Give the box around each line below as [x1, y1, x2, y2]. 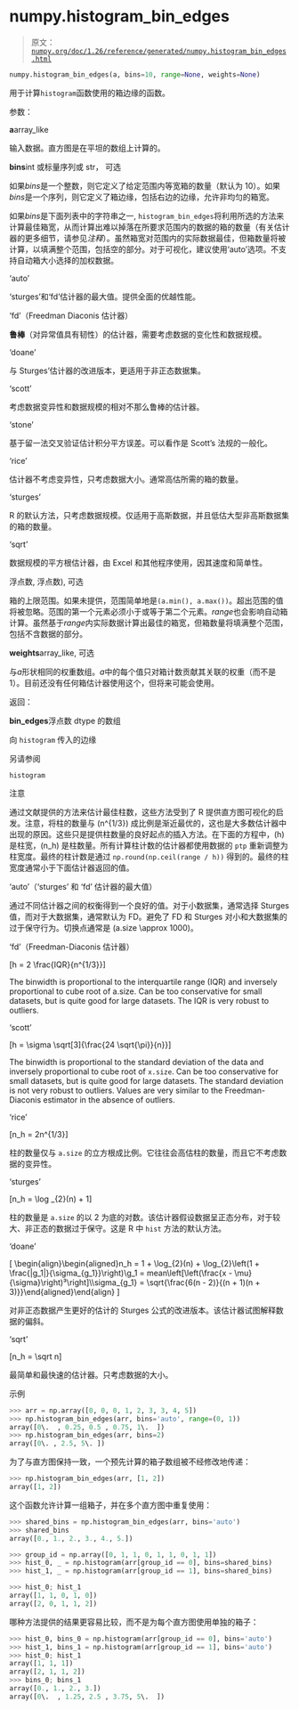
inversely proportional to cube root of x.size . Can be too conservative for [9, 1066, 279, 1077]
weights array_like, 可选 [9, 647, 95, 658]
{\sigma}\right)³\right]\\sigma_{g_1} [9, 1276, 138, 1288]
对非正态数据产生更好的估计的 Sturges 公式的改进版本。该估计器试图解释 [9, 1305, 276, 1315]
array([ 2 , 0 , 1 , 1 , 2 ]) [9, 1599, 98, 1608]
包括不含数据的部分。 [9, 628, 87, 639]
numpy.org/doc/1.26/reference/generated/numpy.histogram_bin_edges [30, 46, 287, 55]
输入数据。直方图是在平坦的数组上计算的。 [9, 142, 166, 153]
